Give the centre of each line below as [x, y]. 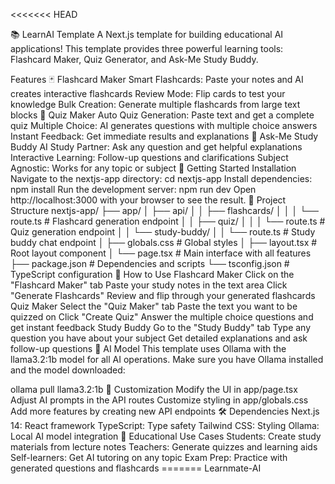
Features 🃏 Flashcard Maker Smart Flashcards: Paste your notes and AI [157, 79]
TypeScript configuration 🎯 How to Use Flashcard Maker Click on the [152, 274]
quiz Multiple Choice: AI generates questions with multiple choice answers [164, 125]
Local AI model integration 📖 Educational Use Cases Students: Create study [166, 436]
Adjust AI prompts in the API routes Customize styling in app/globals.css [159, 400]
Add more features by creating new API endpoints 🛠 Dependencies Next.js [165, 411]
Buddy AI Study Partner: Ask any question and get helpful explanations [156, 147]
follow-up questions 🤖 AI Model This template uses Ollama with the [148, 348]
